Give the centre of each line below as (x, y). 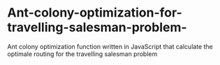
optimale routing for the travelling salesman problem (82, 54)
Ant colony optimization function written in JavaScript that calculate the (110, 46)
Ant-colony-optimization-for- (95, 13)
